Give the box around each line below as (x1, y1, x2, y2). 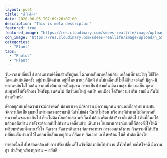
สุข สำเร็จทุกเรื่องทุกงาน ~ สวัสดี (5, 147, 58, 153)
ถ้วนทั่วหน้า (5, 94, 24, 100)
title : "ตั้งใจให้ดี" (5, 12, 38, 17)
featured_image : (5, 30, 39, 35)
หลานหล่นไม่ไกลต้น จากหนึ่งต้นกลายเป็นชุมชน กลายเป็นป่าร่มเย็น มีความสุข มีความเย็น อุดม (5, 83, 153, 89)
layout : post (5, 7, 32, 12)
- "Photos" (9, 53, 32, 58)
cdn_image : (5, 35, 28, 40)
